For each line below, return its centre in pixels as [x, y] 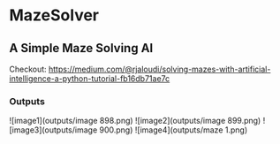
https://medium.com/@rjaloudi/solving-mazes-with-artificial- [159, 69]
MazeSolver [54, 15]
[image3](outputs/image [53, 130]
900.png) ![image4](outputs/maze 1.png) [174, 130]
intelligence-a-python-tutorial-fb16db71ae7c [90, 79]
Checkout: [28, 69]
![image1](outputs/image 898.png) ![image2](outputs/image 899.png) [135, 121]
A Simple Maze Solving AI [81, 48]
